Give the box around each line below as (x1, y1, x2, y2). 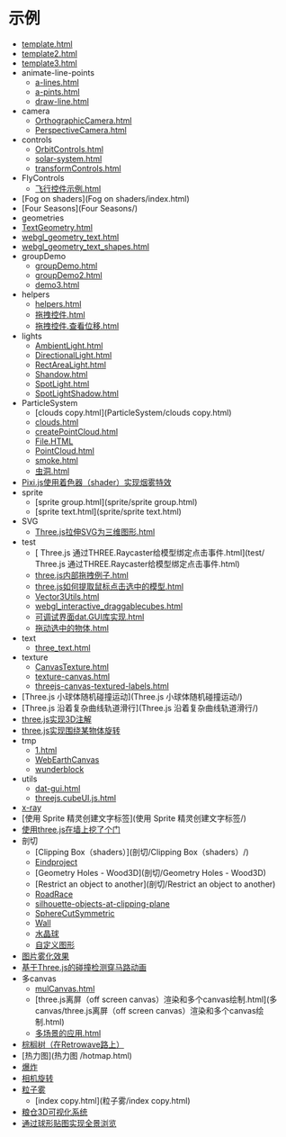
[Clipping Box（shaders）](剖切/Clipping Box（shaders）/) (34, 846, 249, 857)
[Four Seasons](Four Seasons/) (21, 203, 139, 213)
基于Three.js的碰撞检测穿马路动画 (21, 961, 147, 972)
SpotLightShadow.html (34, 388, 119, 399)
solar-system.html (34, 153, 103, 164)
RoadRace (34, 889, 74, 899)
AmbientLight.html (34, 339, 103, 351)
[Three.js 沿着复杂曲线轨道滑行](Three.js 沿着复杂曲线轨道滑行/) (21, 702, 259, 713)
